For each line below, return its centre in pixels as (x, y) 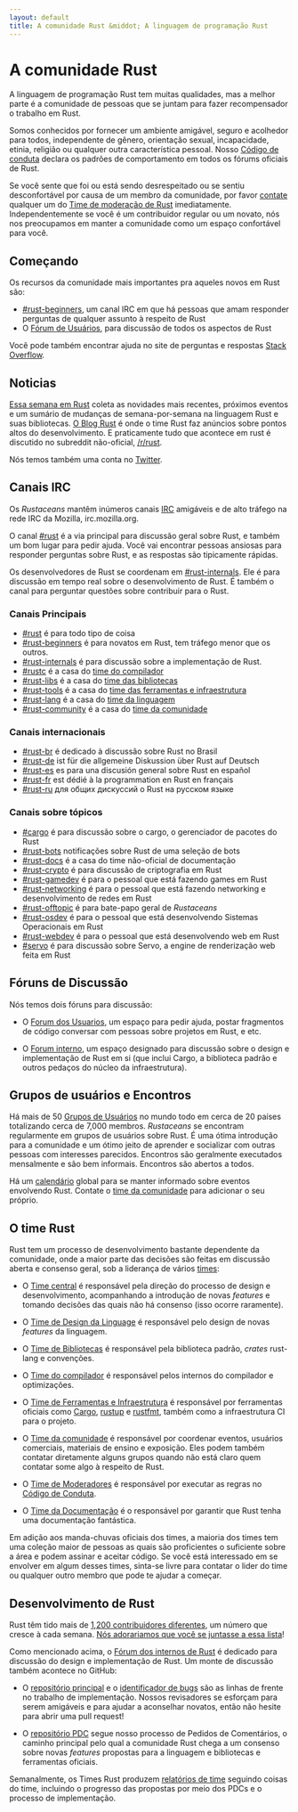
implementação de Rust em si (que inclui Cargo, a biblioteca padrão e (149, 1057)
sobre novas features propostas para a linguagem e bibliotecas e (141, 1752)
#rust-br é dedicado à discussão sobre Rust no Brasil (120, 751)
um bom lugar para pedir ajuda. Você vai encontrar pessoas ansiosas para (145, 545)
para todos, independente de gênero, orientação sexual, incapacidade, (139, 140)
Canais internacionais (57, 732)
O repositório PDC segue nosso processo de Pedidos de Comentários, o (154, 1734)
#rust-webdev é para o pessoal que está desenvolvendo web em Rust (151, 935)
